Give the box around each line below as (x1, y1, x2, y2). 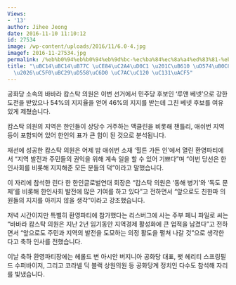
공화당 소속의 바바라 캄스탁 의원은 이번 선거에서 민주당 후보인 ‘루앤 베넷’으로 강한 (7, 89, 228, 98)
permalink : (7, 56, 39, 63)
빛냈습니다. (14, 270, 46, 278)
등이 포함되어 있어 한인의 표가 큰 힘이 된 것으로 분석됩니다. (7, 131, 166, 139)
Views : (7, 10, 27, 18)
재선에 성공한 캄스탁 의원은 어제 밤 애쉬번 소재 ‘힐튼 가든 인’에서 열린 (7, 146, 195, 154)
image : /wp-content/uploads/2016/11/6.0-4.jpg (7, 43, 146, 50)
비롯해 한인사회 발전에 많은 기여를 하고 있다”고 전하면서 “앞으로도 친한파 (22, 187, 219, 196)
